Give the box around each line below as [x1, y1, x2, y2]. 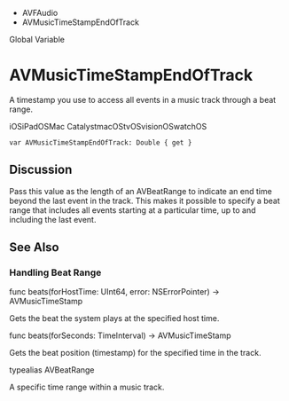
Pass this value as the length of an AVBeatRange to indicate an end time [9, 185, 272, 196]
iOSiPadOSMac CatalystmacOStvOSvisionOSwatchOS [9, 121, 207, 131]
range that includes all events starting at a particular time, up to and [9, 204, 256, 216]
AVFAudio [21, 8, 59, 18]
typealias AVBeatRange [9, 365, 95, 375]
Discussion [9, 162, 73, 177]
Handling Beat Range [9, 266, 102, 279]
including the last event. [9, 214, 97, 224]
